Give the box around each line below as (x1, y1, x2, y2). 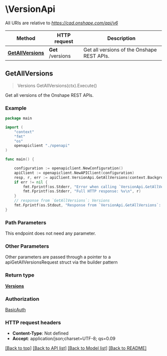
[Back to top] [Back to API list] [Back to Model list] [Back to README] (5, 345, 147, 351)
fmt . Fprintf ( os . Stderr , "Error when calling (23, 184, 117, 189)
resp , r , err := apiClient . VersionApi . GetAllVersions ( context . (14, 175, 148, 180)
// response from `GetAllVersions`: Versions (14, 198, 110, 203)
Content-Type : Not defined (12, 330, 69, 336)
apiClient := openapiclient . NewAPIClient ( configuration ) (14, 170, 135, 175)
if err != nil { (14, 180, 48, 185)
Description (107, 35, 136, 42)
